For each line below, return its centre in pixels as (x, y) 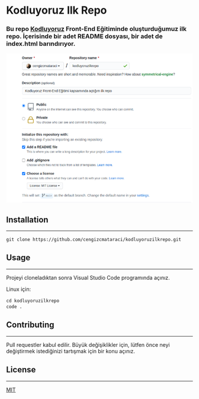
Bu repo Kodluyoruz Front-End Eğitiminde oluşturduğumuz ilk (96, 29)
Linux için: (19, 289)
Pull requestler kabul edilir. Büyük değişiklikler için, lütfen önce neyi (88, 344)
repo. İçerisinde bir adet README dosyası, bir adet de (84, 36)
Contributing (30, 325)
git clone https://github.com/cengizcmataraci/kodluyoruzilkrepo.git (94, 240)
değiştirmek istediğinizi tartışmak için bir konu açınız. (70, 351)
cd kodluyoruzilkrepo (33, 300)
